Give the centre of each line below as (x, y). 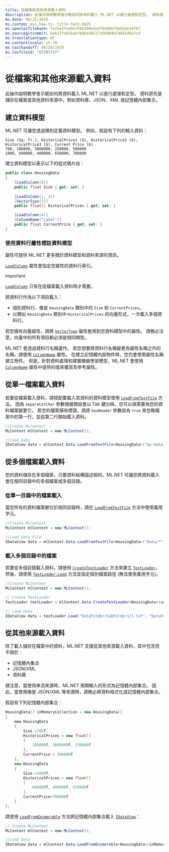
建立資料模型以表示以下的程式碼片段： (45, 163)
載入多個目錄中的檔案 (31, 555)
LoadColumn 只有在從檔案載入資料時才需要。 (50, 287)
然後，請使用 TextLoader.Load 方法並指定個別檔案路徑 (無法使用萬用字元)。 (83, 574)
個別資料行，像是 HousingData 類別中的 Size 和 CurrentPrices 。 (78, 308)
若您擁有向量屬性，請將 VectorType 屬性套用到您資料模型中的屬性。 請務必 (82, 331)
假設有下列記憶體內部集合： (34, 702)
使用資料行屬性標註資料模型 (39, 243)
